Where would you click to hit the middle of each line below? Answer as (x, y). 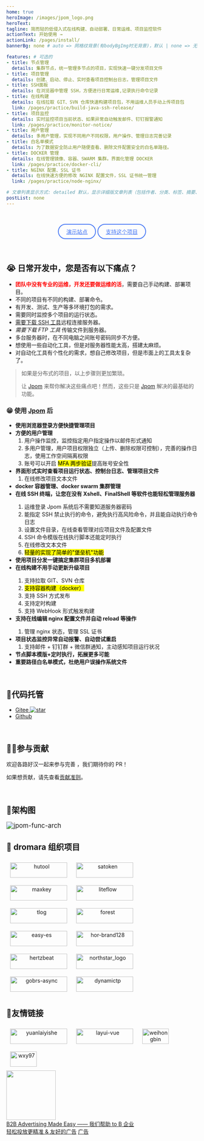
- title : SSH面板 (27, 85)
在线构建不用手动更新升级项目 (52, 567)
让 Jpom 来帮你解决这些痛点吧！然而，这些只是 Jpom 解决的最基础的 (107, 386)
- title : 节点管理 (28, 62)
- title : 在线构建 (28, 97)
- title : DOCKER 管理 (33, 153)
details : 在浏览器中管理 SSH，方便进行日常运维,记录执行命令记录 (85, 91)
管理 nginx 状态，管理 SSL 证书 (63, 631)
